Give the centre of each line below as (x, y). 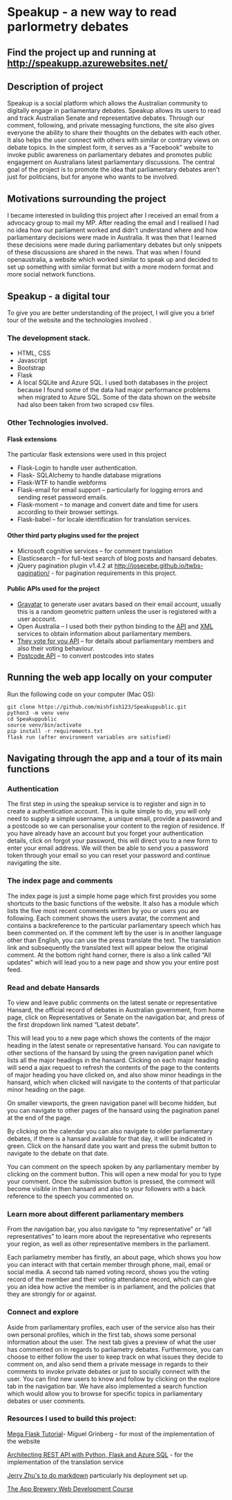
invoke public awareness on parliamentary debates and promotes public (110, 155)
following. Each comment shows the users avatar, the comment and (104, 918)
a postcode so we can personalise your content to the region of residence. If (116, 826)
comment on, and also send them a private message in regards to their (108, 1364)
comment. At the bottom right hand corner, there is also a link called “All (109, 955)
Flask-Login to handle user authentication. (77, 468)
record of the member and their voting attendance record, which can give (112, 1280)
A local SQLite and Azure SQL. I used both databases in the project (112, 382)
